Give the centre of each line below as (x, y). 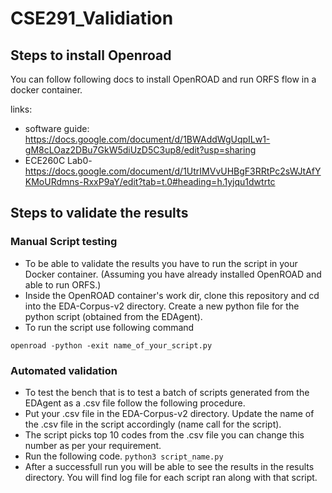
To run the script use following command (109, 327)
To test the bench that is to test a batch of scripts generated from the (167, 392)
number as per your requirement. (93, 445)
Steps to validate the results (99, 213)
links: (21, 109)
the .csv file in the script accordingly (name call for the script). (153, 424)
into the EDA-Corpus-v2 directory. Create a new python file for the (162, 306)
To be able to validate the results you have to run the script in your (161, 263)
